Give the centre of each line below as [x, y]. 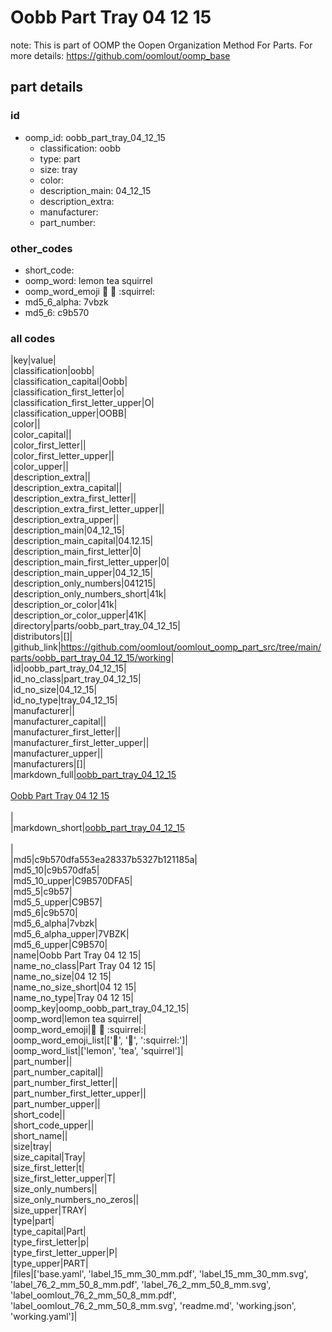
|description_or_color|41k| [64, 605]
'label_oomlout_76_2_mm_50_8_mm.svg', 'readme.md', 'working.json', [153, 1306]
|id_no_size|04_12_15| [54, 690]
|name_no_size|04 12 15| [61, 977]
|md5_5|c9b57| [41, 892]
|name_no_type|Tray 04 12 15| [72, 998]
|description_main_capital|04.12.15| [82, 541]
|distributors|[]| [41, 637]
